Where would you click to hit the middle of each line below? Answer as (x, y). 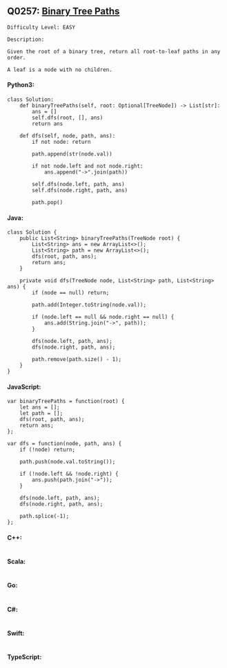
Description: (26, 39)
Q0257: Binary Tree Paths (63, 11)
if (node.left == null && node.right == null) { (103, 317)
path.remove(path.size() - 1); (77, 360)
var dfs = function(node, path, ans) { (65, 444)
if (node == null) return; (71, 293)
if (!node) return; (48, 450)
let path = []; (41, 414)
